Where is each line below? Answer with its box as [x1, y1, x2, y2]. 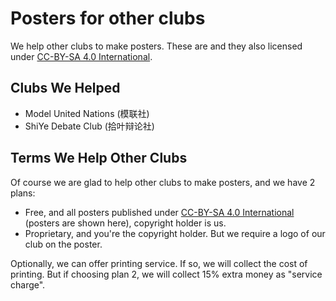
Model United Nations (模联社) [24, 107, 150, 119]
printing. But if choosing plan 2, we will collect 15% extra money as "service [10, 268, 323, 280]
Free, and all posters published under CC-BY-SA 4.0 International [24, 206, 295, 218]
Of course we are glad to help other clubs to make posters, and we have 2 [10, 176, 316, 188]
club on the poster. [24, 238, 103, 250]
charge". [10, 278, 46, 291]
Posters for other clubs [10, 7, 206, 30]
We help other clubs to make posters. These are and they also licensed [10, 40, 303, 52]
